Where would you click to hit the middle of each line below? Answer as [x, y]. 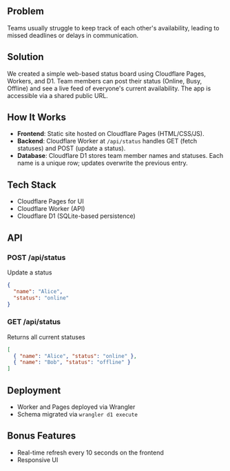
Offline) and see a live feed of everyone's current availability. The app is [109, 88]
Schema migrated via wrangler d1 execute [77, 414]
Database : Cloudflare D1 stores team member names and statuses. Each [120, 156]
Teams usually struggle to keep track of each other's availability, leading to [113, 28]
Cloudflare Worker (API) [51, 209]
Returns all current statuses [46, 337]
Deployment [34, 390]
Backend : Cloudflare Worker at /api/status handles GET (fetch [107, 141]
